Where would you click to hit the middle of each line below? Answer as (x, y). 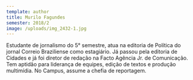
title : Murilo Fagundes (36, 17)
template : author (28, 12)
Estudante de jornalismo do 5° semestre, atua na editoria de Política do (94, 45)
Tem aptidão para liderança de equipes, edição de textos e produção (91, 64)
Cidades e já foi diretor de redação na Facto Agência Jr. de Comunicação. (97, 58)
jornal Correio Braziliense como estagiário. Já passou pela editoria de (92, 52)
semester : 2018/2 (28, 23)
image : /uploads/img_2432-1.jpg (46, 28)
